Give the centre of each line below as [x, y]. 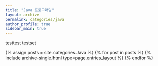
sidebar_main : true [26, 29]
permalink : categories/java [35, 19]
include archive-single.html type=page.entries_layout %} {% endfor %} [79, 58]
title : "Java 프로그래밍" [30, 10]
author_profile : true [28, 24]
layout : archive [22, 15]
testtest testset [21, 43]
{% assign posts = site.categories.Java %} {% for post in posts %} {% [78, 53]
